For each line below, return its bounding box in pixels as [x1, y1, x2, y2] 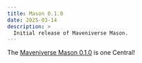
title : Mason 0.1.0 [7, 10, 64, 17]
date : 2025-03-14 [7, 17, 57, 24]
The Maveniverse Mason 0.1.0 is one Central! [7, 48, 135, 57]
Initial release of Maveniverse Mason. [13, 29, 129, 37]
